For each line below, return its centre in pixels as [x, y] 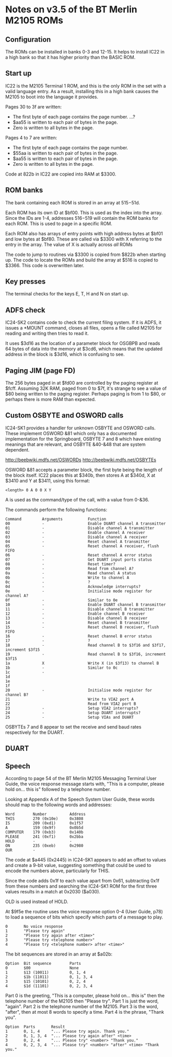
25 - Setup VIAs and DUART [70, 717]
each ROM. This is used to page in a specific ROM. [59, 223]
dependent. [17, 449]
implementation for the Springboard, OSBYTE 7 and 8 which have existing [83, 439]
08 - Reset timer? [60, 564]
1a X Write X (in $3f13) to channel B [82, 663]
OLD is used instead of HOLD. [37, 902]
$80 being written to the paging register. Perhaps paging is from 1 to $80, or [86, 394]
